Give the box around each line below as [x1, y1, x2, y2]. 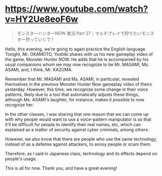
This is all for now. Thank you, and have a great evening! [5, 165, 118, 171]
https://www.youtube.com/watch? [5, 3, 148, 15]
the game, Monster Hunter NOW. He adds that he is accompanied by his [5, 56, 149, 62]
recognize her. [5, 102, 34, 108]
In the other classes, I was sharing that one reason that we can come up [5, 111, 149, 117]
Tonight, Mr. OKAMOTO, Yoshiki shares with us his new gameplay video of [5, 51, 153, 57]
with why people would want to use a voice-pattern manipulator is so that [5, 116, 151, 122]
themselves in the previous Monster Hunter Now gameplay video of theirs [5, 81, 152, 87]
